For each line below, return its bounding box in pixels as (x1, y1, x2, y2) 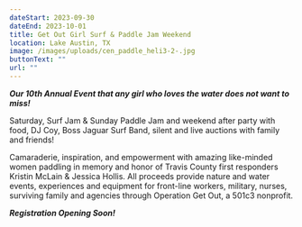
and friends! (9, 134, 55, 145)
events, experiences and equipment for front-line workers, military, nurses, (9, 180, 288, 191)
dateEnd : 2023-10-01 (9, 22, 87, 31)
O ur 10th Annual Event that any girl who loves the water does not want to (9, 87, 290, 99)
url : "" (9, 64, 39, 73)
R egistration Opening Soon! (9, 207, 115, 218)
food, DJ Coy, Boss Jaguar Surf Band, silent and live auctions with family (9, 124, 280, 135)
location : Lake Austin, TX (9, 38, 111, 48)
